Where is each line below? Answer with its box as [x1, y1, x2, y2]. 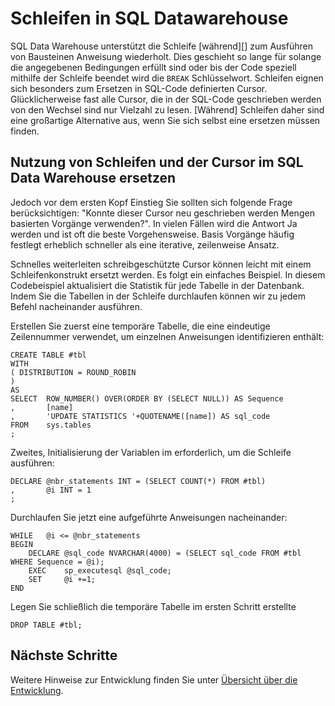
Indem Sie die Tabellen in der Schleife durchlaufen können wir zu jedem [10, 290, 306, 302]
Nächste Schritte [10, 647, 118, 664]
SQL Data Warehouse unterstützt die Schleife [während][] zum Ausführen [10, 40, 313, 52]
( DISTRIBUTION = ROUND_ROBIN [10, 367, 137, 377]
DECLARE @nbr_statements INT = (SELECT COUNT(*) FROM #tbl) [10, 476, 267, 486]
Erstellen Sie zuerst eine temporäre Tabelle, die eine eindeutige [10, 320, 271, 332]
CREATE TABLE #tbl [10, 350, 87, 360]
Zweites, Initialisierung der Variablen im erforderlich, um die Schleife [10, 446, 292, 458]
